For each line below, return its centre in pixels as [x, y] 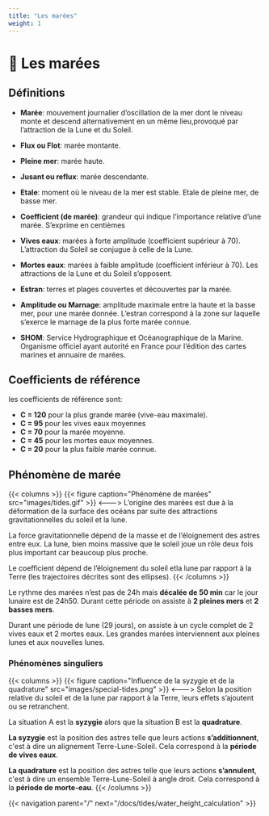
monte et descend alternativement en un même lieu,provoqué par [129, 121]
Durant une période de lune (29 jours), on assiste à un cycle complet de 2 [131, 626]
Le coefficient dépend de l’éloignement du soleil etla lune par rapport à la [130, 568]
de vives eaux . [33, 755]
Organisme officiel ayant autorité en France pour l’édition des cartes [133, 346]
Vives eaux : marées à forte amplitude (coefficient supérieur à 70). [130, 241]
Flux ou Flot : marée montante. [70, 145]
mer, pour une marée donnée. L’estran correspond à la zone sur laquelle [140, 313]
